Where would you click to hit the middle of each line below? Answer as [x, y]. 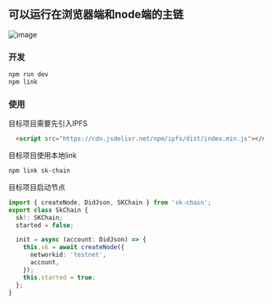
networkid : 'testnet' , [68, 255]
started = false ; [45, 225]
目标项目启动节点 [37, 187]
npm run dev [28, 75]
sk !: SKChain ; [39, 217]
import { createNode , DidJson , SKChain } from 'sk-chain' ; [110, 202]
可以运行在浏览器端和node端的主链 [96, 15]
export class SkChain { [49, 210]
